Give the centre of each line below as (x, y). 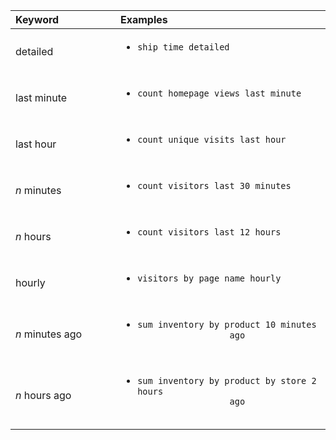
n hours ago (43, 395)
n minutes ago (49, 334)
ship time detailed (183, 47)
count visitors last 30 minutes (214, 185)
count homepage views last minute (219, 93)
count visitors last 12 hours (209, 232)
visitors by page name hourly (209, 278)
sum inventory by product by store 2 (227, 380)
